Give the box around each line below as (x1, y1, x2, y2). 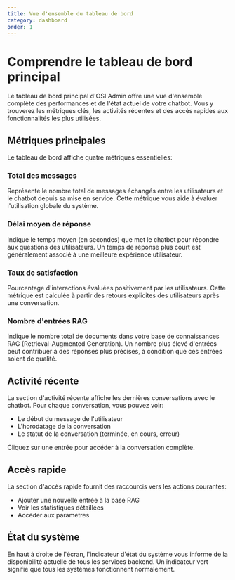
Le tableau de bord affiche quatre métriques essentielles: (7, 153, 173, 162)
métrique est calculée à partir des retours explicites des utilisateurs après (7, 291, 220, 299)
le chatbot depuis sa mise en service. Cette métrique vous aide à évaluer (7, 194, 218, 202)
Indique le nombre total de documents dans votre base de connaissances (7, 332, 220, 341)
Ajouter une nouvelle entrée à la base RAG (17, 496, 140, 504)
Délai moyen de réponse (7, 219, 92, 229)
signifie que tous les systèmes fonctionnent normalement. (7, 565, 175, 573)
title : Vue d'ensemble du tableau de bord (7, 10, 133, 18)
